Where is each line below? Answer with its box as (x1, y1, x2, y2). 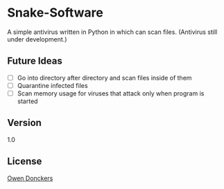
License (7, 156, 42, 168)
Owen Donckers (7, 174, 53, 182)
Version (7, 117, 42, 129)
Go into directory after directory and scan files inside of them (17, 73, 192, 82)
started (17, 97, 38, 105)
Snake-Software (7, 5, 104, 21)
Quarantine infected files (17, 81, 88, 89)
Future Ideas (7, 55, 62, 67)
